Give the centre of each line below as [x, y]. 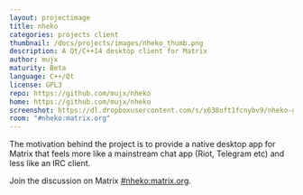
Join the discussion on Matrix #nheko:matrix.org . [101, 181]
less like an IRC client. [50, 163]
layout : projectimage [50, 18]
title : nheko [34, 26]
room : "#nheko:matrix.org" [60, 118]
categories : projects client [64, 34]
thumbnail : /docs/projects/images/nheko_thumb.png [106, 43]
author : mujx [34, 60]
